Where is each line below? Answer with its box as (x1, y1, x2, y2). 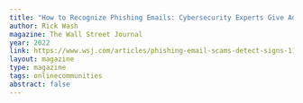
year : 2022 (9, 38, 50, 47)
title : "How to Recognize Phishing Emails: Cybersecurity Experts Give (9, 13, 284, 22)
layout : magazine (9, 55, 75, 64)
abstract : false (9, 80, 70, 89)
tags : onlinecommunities (9, 72, 103, 81)
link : (9, 47, 30, 56)
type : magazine (9, 64, 67, 73)
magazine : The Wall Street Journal (9, 30, 143, 39)
